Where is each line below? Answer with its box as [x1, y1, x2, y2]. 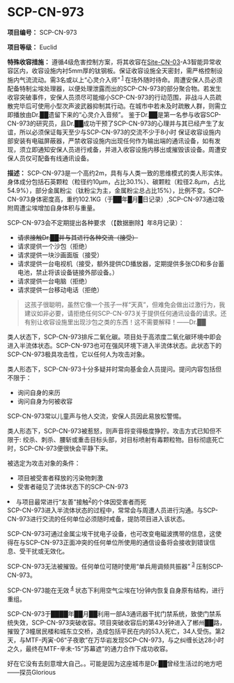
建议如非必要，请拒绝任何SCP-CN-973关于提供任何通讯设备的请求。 [24, 309, 221, 317]
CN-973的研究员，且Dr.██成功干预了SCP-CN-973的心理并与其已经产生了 [7, 119, 219, 128]
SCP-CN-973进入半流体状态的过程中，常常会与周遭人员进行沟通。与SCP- [7, 506, 218, 514]
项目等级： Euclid [7, 43, 57, 51]
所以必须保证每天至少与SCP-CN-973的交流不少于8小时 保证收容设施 [19, 128, 215, 136]
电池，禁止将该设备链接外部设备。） [17, 268, 118, 276]
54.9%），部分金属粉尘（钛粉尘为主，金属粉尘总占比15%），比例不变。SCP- [7, 186, 224, 194]
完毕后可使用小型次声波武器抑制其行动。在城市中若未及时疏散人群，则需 [13, 102, 221, 110]
